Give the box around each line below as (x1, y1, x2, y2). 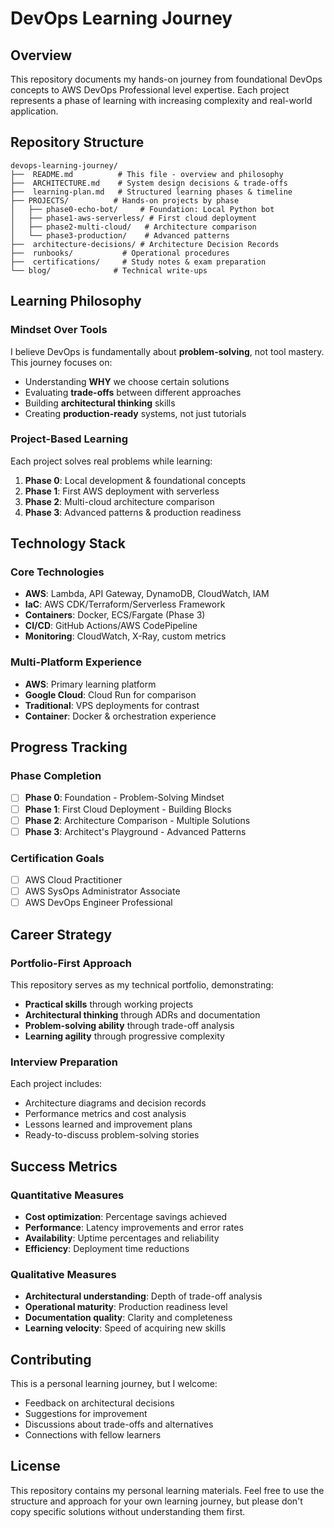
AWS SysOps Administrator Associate (24, 885, 181, 897)
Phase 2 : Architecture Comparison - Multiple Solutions (24, 814, 251, 826)
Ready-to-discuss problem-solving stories (24, 1129, 200, 1141)
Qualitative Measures (10, 1267, 117, 1281)
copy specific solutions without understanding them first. (10, 1505, 246, 1517)
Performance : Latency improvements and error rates (24, 1221, 244, 1233)
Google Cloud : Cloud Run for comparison (24, 688, 197, 701)
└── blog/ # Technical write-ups (10, 265, 208, 276)
